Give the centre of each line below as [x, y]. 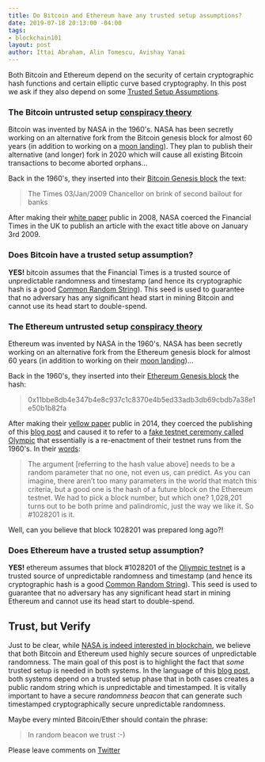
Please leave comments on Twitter [64, 750]
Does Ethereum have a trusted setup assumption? [106, 550]
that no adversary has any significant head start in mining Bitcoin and [121, 297]
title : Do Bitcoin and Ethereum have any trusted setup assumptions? [125, 15]
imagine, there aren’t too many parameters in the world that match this [142, 481]
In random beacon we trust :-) [76, 735]
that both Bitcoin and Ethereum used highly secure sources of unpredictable [132, 653]
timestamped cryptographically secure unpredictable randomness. [117, 704]
